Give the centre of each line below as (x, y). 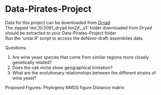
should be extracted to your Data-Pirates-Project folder (61, 33)
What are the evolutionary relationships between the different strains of (84, 72)
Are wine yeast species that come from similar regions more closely (80, 57)
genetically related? (32, 62)
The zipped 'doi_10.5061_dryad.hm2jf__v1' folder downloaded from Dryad (79, 27)
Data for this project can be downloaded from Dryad (58, 23)
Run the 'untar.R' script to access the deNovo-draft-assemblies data (74, 38)
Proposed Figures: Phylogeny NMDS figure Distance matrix (65, 87)
